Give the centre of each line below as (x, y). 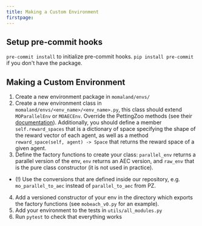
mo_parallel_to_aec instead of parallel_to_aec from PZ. (86, 186)
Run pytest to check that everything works (69, 217)
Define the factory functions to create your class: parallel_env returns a (105, 155)
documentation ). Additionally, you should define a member (88, 122)
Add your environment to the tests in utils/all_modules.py (89, 210)
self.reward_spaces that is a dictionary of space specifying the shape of (105, 129)
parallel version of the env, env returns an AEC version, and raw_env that (105, 161)
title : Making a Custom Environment (52, 12)
